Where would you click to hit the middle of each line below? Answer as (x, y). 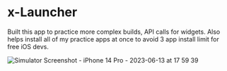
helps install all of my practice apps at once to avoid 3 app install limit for (113, 39)
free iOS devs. (28, 46)
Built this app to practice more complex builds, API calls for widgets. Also (114, 32)
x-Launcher (42, 12)
